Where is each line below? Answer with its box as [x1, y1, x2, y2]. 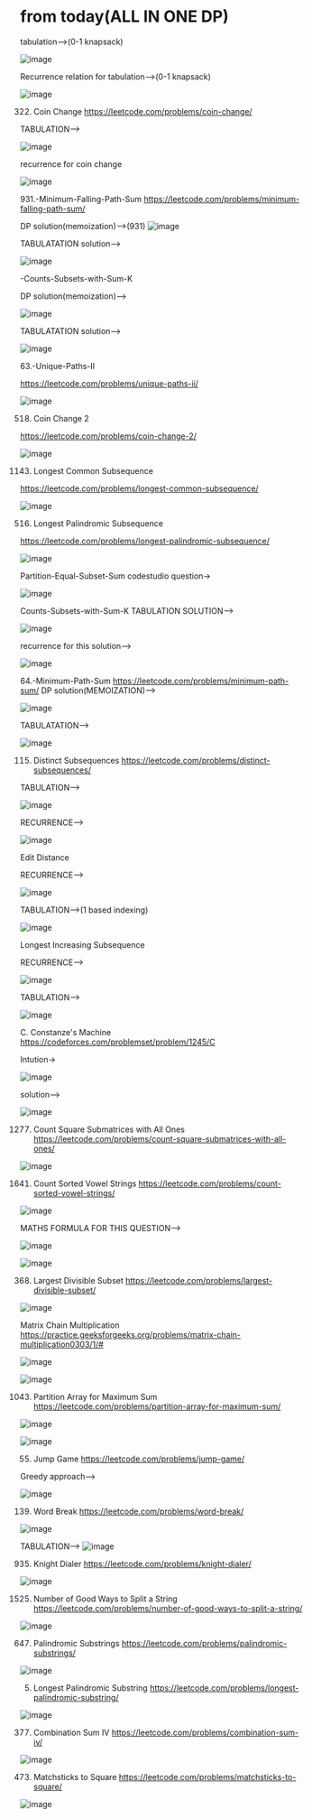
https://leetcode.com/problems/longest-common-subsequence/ [20, 483, 259, 494]
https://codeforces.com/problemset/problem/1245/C [20, 1036, 216, 1047]
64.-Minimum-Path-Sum [20, 675, 112, 686]
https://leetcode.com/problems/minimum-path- [113, 675, 289, 686]
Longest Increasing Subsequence [20, 939, 145, 950]
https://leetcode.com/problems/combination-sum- [111, 1727, 299, 1738]
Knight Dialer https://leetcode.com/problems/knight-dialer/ [32, 1558, 252, 1569]
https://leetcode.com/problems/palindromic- [122, 1637, 288, 1648]
